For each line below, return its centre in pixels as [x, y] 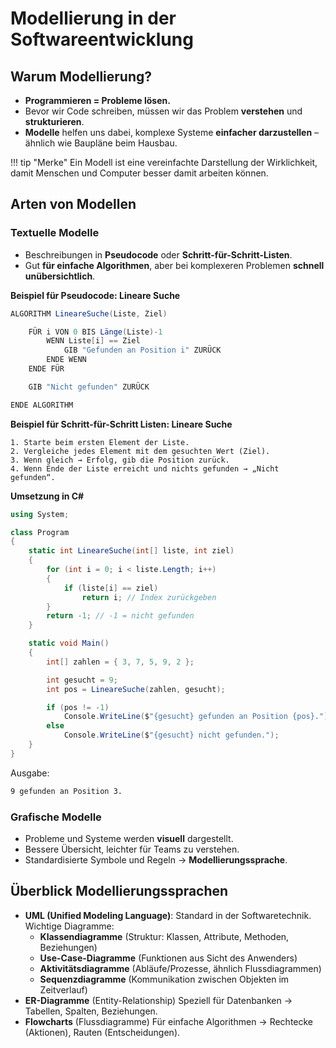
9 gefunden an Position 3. [66, 791]
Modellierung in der [93, 18]
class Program [40, 532]
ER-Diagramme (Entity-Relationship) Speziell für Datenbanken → [158, 1000]
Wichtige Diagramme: [69, 926]
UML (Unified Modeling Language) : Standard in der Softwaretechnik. [168, 915]
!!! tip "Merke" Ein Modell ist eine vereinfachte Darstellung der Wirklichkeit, [164, 162]
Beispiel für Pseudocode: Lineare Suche [95, 295]
